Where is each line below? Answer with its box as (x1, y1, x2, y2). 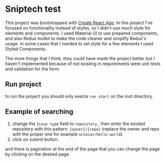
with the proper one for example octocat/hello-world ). (12, 131, 124, 137)
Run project (5, 80, 42, 89)
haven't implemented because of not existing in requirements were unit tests (5, 61, 161, 66)
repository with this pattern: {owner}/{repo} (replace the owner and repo (12, 126, 160, 131)
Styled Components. (5, 46, 47, 52)
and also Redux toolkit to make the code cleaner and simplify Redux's (5, 35, 146, 41)
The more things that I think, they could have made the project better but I (5, 55, 155, 61)
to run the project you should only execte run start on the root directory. (5, 93, 154, 99)
